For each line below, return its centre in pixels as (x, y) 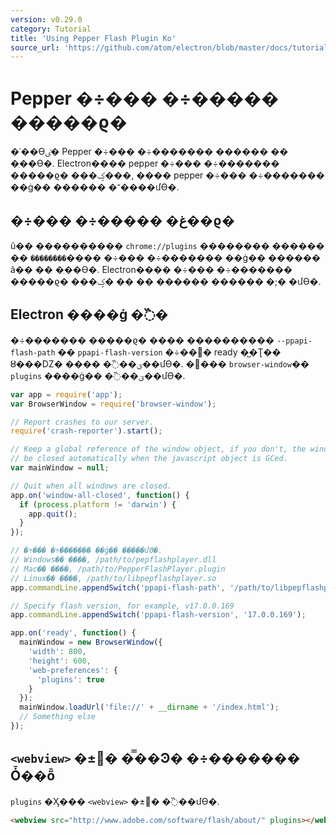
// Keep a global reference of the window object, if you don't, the (158, 449)
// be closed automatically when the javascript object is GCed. (149, 459)
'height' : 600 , (60, 661)
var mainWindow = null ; (60, 468)
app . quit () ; (53, 514)
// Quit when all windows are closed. (91, 486)
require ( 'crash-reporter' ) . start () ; (86, 431)
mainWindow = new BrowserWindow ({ (91, 642)
